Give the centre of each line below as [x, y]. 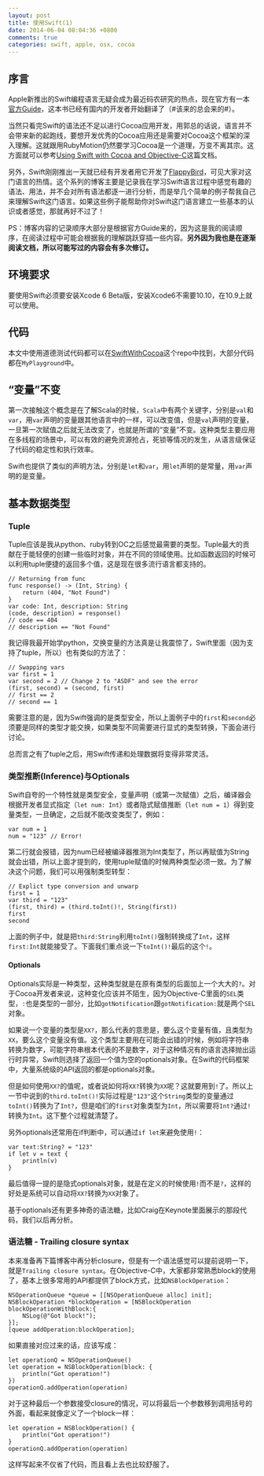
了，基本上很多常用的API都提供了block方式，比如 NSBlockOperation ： [119, 1280]
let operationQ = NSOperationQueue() [70, 1360]
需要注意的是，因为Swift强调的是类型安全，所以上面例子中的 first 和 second [128, 718]
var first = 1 [31, 675]
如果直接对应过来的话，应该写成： [63, 1345]
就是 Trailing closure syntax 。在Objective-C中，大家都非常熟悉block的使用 [132, 1270]
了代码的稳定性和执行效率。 [53, 449]
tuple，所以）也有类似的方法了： [75, 653]
